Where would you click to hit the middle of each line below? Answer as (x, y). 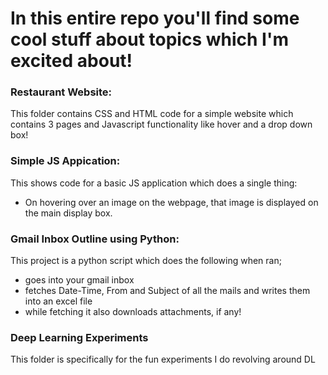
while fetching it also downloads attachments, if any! (133, 312)
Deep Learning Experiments (79, 337)
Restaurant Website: (61, 92)
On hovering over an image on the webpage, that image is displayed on (171, 202)
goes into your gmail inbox (79, 280)
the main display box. (68, 213)
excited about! (71, 61)
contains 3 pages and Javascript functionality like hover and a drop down (161, 124)
